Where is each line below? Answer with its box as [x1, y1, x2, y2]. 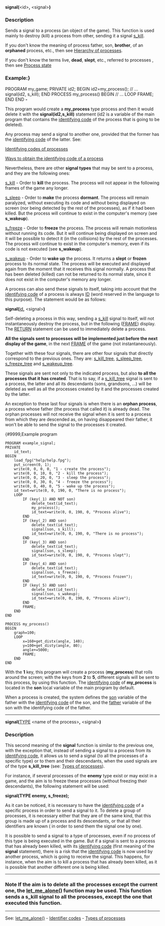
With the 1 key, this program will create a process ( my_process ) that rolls [5, 669, 153, 675]
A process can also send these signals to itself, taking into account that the [5, 286, 157, 292]
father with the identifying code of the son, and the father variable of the [5, 699, 152, 705]
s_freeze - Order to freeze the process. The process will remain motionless [5, 225, 157, 231]
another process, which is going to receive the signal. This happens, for [5, 854, 150, 860]
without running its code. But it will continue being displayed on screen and [5, 230, 157, 236]
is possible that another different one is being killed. [5, 864, 110, 870]
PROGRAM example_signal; [5, 441, 56, 446]
